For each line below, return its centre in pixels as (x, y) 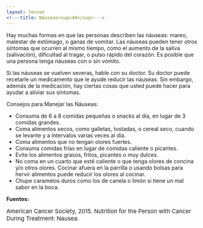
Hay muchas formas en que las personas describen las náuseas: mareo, (97, 35)
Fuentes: (18, 199)
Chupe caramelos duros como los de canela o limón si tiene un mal (99, 180)
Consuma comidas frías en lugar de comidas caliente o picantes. (96, 148)
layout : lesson (26, 12)
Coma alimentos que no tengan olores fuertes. (73, 141)
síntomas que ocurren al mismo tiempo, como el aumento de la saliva (93, 48)
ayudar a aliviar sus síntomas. (44, 92)
